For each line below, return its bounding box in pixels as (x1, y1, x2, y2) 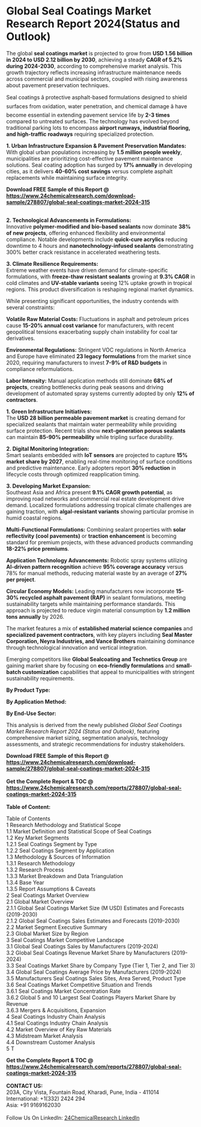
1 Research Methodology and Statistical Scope (6, 821, 121, 828)
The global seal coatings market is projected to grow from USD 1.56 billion (6, 49, 193, 57)
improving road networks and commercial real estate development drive (6, 495, 185, 502)
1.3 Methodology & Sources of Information (6, 853, 111, 861)
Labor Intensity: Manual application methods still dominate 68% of (6, 377, 173, 384)
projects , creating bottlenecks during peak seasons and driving (6, 383, 164, 390)
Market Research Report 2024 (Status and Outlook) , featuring (6, 728, 160, 735)
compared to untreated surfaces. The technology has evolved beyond (6, 117, 179, 124)
